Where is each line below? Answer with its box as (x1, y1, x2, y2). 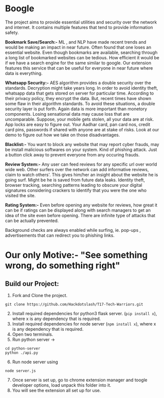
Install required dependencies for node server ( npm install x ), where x (12, 321, 156, 326)
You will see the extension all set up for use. (12, 387, 101, 393)
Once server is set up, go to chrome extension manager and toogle (12, 377, 148, 383)
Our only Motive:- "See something (5, 249, 148, 261)
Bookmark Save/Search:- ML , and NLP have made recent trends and (5, 39, 146, 45)
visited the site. (5, 192, 36, 199)
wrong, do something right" (5, 260, 120, 271)
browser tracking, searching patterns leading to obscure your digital (5, 182, 142, 188)
